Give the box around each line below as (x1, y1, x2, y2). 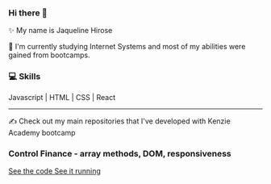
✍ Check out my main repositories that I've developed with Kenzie (8, 116, 231, 126)
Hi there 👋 (8, 7, 48, 19)
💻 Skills (8, 71, 41, 82)
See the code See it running (8, 165, 101, 176)
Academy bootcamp (8, 128, 76, 137)
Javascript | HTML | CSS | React (8, 92, 115, 102)
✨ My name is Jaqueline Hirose (8, 26, 113, 36)
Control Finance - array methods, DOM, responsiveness (8, 148, 231, 159)
